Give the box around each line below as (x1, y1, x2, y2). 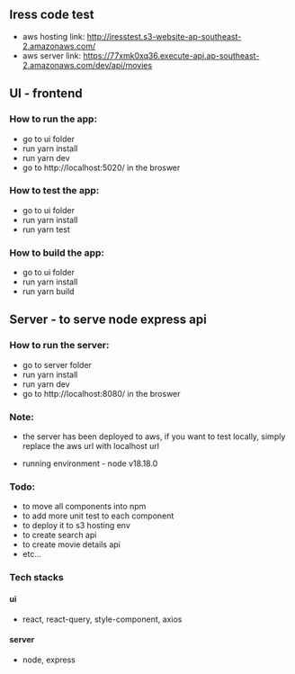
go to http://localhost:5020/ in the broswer (22, 162, 181, 173)
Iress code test (9, 7, 94, 22)
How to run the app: (9, 112, 97, 125)
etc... (22, 549, 42, 560)
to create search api (22, 530, 97, 541)
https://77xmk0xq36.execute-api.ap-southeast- (83, 49, 260, 61)
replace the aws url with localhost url (22, 441, 160, 452)
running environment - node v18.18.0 (22, 458, 158, 469)
